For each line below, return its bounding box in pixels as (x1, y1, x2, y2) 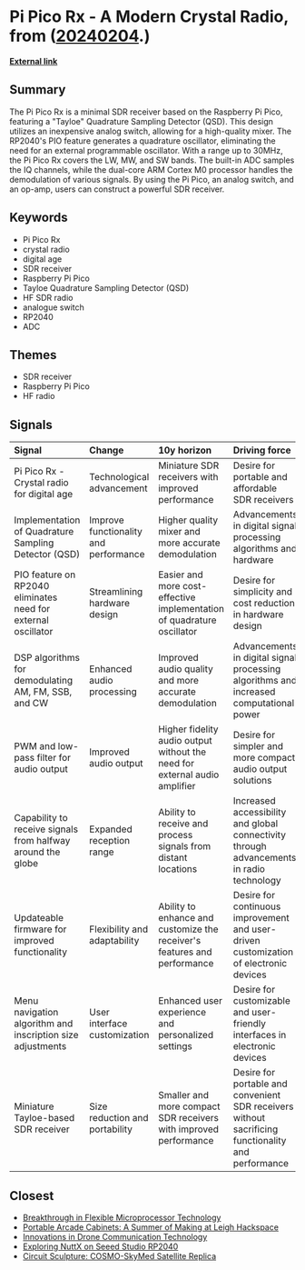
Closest (9, 1188, 54, 1204)
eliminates (14, 591, 58, 604)
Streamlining (89, 585, 143, 598)
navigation (14, 1006, 59, 1019)
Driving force (232, 444, 291, 456)
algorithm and (14, 1017, 74, 1030)
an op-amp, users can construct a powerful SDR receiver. (9, 184, 225, 195)
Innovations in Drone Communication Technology (22, 1232, 208, 1242)
